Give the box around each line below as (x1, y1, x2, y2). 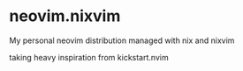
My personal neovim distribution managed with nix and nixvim (9, 35, 235, 46)
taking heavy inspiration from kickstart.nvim (9, 52, 170, 62)
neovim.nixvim (9, 6, 121, 26)
